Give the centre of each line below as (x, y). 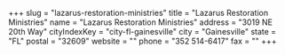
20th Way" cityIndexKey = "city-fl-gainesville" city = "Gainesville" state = (142, 31)
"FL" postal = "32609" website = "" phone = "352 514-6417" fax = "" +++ (142, 41)
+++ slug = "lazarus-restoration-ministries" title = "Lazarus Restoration (138, 13)
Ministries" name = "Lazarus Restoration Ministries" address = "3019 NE (140, 22)
